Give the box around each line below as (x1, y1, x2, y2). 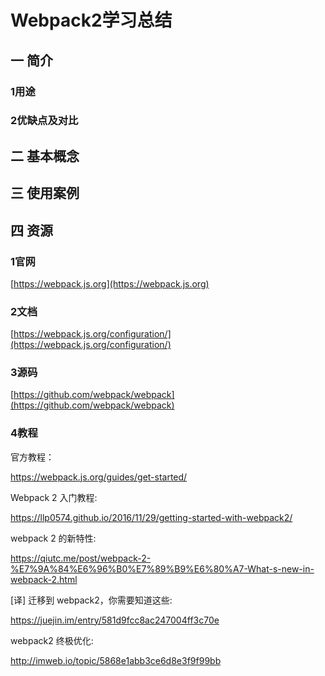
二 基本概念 (10, 147, 80, 165)
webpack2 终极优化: (10, 634, 94, 646)
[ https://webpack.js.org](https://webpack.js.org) (10, 277, 210, 290)
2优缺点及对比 (10, 114, 79, 128)
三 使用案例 (10, 185, 80, 202)
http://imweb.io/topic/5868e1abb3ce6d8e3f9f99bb (10, 654, 222, 666)
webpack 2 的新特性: (10, 532, 97, 544)
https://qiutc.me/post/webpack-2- (10, 552, 152, 564)
